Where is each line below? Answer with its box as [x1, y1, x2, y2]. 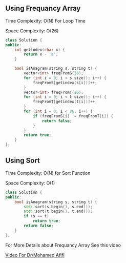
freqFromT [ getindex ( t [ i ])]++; [32, 99, 97, 105]
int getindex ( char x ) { [14, 47, 66, 52]
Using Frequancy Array [5, 4, 81, 13]
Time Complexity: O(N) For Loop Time [5, 17, 86, 24]
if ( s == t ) [24, 214, 50, 219]
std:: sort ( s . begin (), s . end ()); [24, 204, 93, 209]
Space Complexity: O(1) [5, 179, 55, 186]
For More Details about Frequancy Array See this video [5, 242, 121, 248]
